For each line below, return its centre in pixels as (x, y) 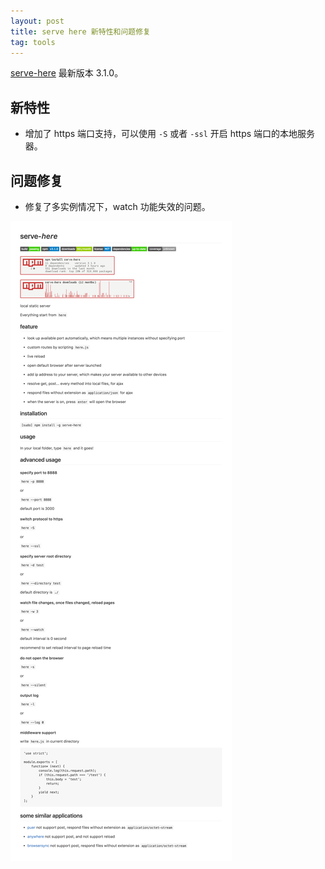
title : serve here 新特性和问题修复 (80, 31)
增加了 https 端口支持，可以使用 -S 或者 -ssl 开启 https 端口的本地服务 (170, 134)
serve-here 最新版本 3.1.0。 (67, 73)
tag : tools (33, 42)
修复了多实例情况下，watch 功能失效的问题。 (117, 206)
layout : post (37, 21)
